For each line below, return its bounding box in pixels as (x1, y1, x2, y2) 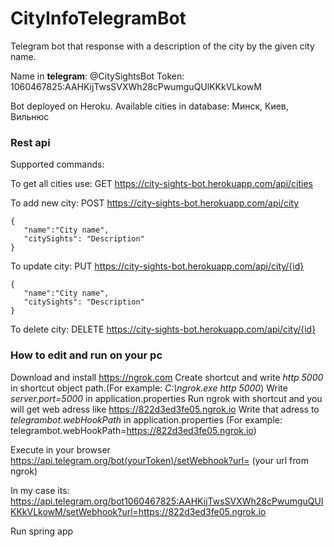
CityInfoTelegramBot (10, 7, 187, 30)
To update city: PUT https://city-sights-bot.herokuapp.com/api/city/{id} (10, 260, 305, 272)
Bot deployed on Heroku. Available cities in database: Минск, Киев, (10, 100, 289, 112)
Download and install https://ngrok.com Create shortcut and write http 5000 (10, 371, 324, 383)
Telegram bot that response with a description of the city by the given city (10, 40, 315, 52)
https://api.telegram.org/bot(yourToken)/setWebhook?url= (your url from (10, 454, 309, 466)
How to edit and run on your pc (10, 348, 163, 362)
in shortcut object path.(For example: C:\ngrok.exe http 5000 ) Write (10, 382, 288, 394)
